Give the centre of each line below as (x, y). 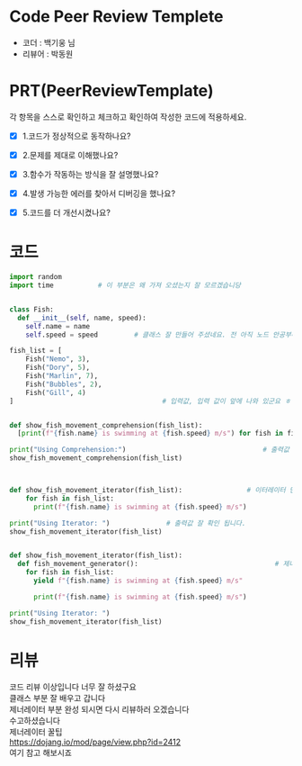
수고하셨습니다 (35, 721)
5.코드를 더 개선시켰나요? (66, 212)
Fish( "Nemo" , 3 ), (58, 359)
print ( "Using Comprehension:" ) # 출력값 (150, 450)
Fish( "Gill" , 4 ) (56, 392)
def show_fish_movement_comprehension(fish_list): (106, 425)
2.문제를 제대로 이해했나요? (70, 155)
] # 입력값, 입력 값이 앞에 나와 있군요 (145, 401)
